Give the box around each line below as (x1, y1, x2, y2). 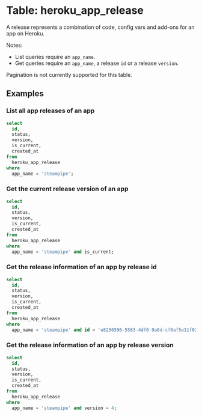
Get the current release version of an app (6, 184, 129, 193)
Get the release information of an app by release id (6, 263, 157, 271)
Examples (6, 88, 44, 99)
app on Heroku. (6, 29, 45, 37)
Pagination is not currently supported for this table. (6, 71, 132, 78)
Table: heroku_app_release (6, 4, 144, 17)
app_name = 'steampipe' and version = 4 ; (11, 405, 117, 411)
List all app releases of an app (6, 106, 95, 115)
